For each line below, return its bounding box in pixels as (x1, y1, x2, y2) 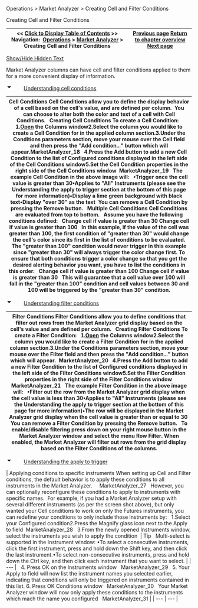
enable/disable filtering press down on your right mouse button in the (11, 425, 187, 433)
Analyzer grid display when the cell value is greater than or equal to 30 (9, 413, 188, 420)
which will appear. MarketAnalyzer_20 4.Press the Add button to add (10, 357, 188, 364)
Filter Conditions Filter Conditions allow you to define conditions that (12, 313, 186, 320)
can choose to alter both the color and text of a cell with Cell (22, 110, 175, 118)
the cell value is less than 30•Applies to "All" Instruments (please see (11, 394, 187, 401)
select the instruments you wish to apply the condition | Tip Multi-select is (6, 532, 190, 539)
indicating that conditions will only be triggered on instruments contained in (6, 576, 190, 583)
